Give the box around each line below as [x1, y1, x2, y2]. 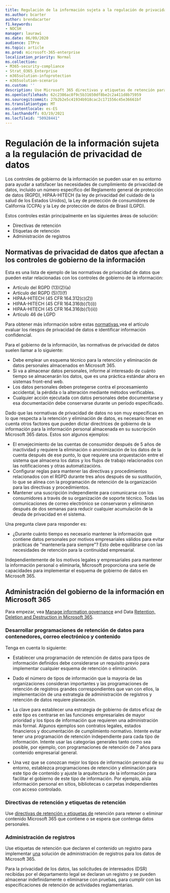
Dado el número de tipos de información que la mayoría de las [12, 675, 143, 681]
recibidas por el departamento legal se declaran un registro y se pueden [5, 871, 156, 877]
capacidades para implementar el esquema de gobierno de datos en [5, 567, 148, 573]
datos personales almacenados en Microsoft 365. [12, 362, 116, 368]
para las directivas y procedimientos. [12, 484, 90, 490]
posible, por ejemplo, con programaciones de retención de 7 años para [12, 744, 161, 750]
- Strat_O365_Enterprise [5, 69, 58, 74]
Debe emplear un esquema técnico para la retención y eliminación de [12, 357, 158, 363]
